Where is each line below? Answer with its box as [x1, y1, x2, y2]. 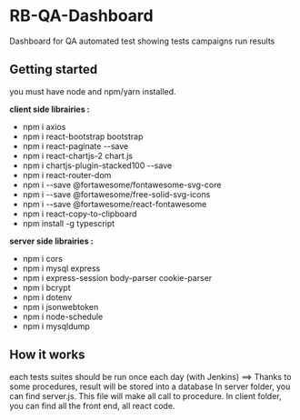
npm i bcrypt [22, 282, 71, 293]
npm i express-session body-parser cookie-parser [22, 272, 213, 283]
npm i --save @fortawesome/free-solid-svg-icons [22, 188, 211, 200]
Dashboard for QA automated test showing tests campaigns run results [9, 35, 275, 46]
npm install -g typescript [22, 217, 115, 228]
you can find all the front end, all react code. [9, 400, 175, 411]
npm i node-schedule [22, 311, 104, 322]
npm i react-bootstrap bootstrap [22, 131, 144, 142]
